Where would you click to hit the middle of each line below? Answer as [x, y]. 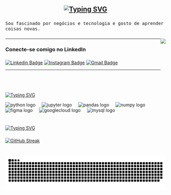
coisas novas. [23, 29]
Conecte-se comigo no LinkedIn [46, 50]
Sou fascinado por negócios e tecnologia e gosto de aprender [84, 24]
